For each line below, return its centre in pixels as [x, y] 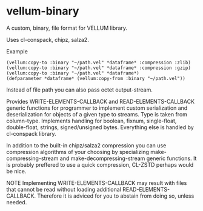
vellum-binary [43, 11]
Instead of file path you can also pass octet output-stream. [79, 90]
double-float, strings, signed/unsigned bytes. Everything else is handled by [100, 127]
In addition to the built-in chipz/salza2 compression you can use [86, 145]
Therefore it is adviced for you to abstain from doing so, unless [116, 196]
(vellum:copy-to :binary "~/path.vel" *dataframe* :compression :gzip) [98, 68]
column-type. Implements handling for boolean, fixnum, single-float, [92, 121]
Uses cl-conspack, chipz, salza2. [48, 39]
